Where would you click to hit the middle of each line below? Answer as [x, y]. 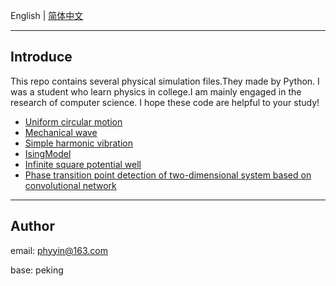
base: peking [37, 270]
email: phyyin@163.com [59, 250]
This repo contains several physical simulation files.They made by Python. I [165, 81]
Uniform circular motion [73, 121]
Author [32, 226]
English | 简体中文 [47, 15]
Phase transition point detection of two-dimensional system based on [168, 175]
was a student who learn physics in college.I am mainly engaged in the [156, 91]
